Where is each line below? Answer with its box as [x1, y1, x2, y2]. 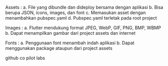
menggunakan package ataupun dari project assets [5, 45, 113, 51]
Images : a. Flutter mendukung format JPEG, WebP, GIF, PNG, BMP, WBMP [5, 25, 161, 31]
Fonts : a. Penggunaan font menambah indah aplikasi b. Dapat [5, 40, 135, 46]
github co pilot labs [5, 55, 46, 61]
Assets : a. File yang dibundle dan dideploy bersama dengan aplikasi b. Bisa [5, 5, 163, 10]
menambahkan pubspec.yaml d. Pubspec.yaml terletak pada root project [5, 15, 157, 21]
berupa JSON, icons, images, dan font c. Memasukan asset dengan [5, 10, 146, 16]
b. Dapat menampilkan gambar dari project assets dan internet [5, 30, 136, 36]
